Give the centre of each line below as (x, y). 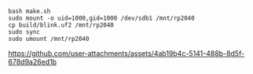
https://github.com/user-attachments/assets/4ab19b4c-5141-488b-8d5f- (126, 54)
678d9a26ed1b (33, 62)
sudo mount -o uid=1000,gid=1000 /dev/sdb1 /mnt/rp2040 (101, 18)
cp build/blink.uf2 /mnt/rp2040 (61, 25)
